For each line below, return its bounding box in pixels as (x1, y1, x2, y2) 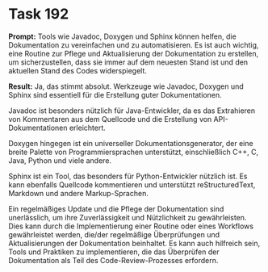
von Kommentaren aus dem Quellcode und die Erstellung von (8, 114, 212, 123)
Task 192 (8, 5, 69, 23)
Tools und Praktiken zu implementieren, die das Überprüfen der (8, 247, 220, 257)
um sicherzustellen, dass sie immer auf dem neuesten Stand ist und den (8, 57, 249, 67)
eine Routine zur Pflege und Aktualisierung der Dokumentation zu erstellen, (8, 48, 259, 58)
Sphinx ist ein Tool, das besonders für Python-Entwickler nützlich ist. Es (8, 171, 248, 181)
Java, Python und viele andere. (8, 155, 111, 165)
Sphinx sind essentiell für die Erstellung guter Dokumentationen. (8, 90, 222, 99)
